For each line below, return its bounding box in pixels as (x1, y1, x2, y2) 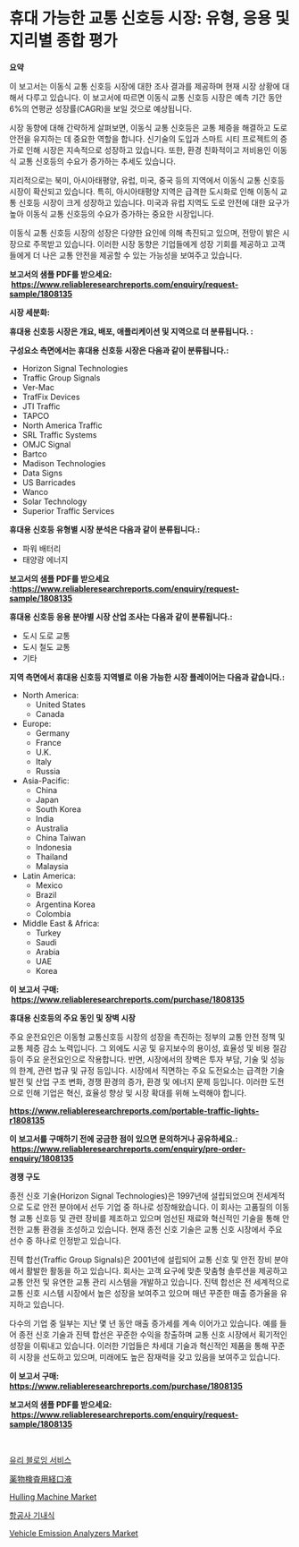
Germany (35, 727, 70, 739)
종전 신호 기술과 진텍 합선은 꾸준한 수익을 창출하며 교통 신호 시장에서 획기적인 (18, 1329, 288, 1339)
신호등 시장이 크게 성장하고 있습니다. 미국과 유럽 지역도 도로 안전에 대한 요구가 (18, 197, 290, 208)
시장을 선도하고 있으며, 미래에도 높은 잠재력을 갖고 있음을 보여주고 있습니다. (18, 1351, 281, 1362)
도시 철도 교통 (21, 641, 71, 652)
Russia (35, 765, 61, 776)
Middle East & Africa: (21, 918, 100, 928)
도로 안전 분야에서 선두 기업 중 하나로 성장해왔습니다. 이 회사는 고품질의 (25, 1201, 274, 1212)
